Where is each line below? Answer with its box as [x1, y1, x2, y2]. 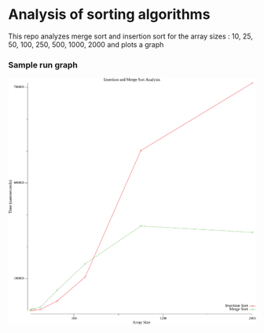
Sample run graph [8, 59, 79, 70]
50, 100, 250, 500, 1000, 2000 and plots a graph [8, 39, 164, 49]
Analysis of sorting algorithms [8, 5, 211, 24]
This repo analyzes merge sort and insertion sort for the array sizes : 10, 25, [8, 31, 253, 41]
